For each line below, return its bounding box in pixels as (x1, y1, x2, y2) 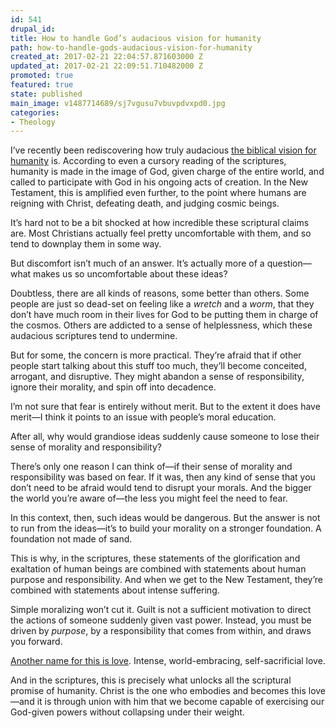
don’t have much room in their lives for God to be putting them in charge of (10, 309, 319, 321)
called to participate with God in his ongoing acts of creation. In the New (10, 176, 308, 188)
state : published (10, 89, 83, 99)
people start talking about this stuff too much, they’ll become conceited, (10, 360, 307, 372)
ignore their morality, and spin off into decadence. (10, 381, 217, 393)
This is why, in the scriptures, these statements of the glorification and (10, 552, 301, 565)
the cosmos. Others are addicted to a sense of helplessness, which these (10, 319, 313, 331)
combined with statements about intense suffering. (10, 584, 220, 596)
